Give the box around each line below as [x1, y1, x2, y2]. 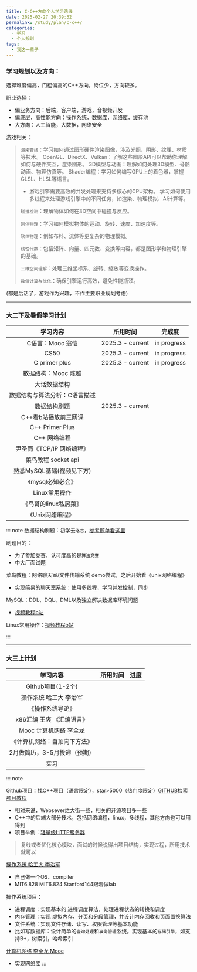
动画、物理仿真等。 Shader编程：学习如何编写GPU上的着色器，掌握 [20, 168, 184, 175]
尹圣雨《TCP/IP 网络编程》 [15, 445, 90, 453]
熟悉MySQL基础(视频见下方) [13, 467, 91, 475]
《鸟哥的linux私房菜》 [22, 499, 83, 508]
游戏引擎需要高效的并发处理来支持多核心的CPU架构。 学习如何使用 [29, 188, 191, 195]
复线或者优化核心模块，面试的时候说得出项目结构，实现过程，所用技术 [20, 841, 191, 848]
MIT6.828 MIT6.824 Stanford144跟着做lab [14, 881, 116, 888]
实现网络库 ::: [14, 960, 47, 967]
